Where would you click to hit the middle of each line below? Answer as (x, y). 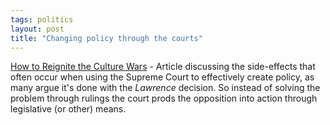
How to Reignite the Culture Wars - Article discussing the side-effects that (163, 67)
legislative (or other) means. (68, 109)
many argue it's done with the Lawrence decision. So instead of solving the (165, 88)
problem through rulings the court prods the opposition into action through (164, 98)
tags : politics (42, 19)
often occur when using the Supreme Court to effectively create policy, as (162, 77)
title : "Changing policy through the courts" (106, 38)
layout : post (37, 29)
